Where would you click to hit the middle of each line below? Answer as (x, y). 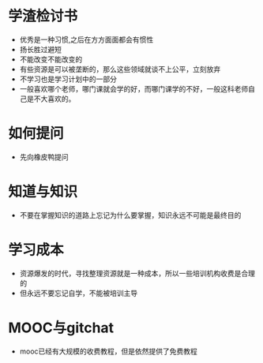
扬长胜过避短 (40, 49)
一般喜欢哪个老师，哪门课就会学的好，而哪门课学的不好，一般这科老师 (134, 88)
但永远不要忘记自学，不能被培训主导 (79, 293)
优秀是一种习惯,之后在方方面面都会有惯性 (86, 39)
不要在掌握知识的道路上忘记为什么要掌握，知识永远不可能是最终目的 (130, 215)
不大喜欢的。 (54, 99)
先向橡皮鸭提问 (44, 157)
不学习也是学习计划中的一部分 (68, 79)
